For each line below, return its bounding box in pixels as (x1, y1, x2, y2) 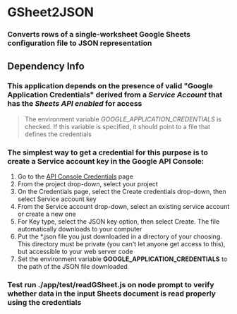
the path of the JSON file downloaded (17, 262, 128, 271)
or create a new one (17, 210, 76, 219)
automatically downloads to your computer (17, 225, 142, 234)
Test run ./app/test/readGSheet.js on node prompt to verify (7, 280, 214, 290)
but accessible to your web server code (17, 248, 133, 256)
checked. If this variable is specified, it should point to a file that (24, 122, 210, 131)
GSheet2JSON (7, 4, 94, 20)
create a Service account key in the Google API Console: (7, 156, 205, 166)
